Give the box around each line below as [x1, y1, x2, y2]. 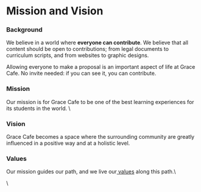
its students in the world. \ [6, 105, 71, 112]
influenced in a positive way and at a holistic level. [6, 139, 130, 147]
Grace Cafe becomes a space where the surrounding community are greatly [6, 133, 195, 141]
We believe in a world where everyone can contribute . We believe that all [6, 39, 189, 46]
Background [6, 26, 43, 34]
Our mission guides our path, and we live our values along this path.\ [6, 168, 176, 175]
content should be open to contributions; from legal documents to [6, 45, 169, 53]
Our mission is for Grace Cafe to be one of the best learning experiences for [6, 98, 194, 105]
